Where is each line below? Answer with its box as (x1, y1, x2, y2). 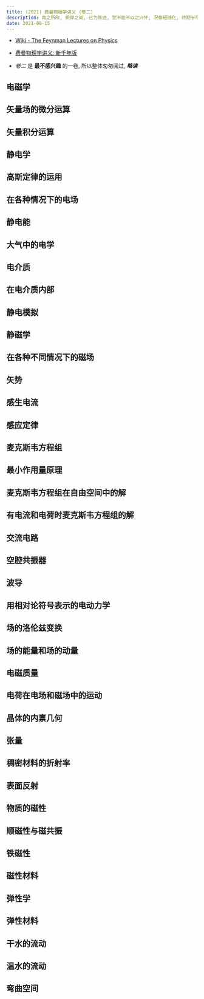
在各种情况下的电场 (6, 194, 78, 205)
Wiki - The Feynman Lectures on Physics (15, 37, 118, 44)
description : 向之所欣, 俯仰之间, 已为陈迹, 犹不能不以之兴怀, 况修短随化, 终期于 (6, 15, 195, 21)
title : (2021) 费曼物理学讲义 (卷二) (6, 9, 93, 15)
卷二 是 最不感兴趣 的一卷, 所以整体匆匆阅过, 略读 (15, 62, 138, 70)
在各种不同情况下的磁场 (6, 352, 94, 363)
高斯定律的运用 (6, 172, 63, 182)
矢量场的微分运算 (6, 104, 70, 115)
